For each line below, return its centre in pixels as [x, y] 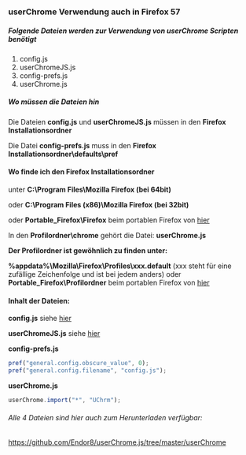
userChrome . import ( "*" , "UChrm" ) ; [65, 401]
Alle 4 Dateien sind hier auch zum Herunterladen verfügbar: [105, 418]
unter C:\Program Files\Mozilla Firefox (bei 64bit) [90, 190]
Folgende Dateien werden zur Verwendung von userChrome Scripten [123, 31]
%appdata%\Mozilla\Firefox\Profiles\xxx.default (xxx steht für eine [120, 266]
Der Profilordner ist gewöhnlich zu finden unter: [88, 251]
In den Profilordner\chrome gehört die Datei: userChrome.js [107, 236]
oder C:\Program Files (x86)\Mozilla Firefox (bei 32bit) [99, 205]
